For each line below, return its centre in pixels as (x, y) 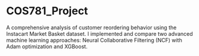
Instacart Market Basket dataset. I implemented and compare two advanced (99, 33)
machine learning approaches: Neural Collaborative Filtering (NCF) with (94, 40)
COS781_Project (47, 11)
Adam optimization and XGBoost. (47, 46)
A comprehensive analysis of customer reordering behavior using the (91, 27)
